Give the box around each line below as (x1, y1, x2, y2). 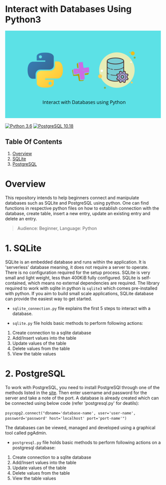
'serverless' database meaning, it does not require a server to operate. (5, 265, 149, 270)
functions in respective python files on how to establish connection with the (5, 205, 160, 211)
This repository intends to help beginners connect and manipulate (5, 195, 139, 201)
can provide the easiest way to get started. (5, 296, 92, 302)
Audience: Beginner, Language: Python (17, 225, 97, 231)
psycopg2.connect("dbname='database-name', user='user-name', (5, 411, 136, 416)
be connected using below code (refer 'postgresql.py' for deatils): (5, 400, 139, 406)
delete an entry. (5, 216, 37, 222)
